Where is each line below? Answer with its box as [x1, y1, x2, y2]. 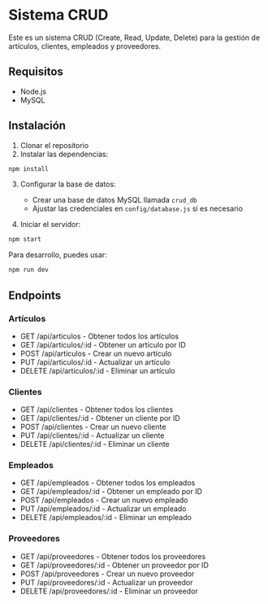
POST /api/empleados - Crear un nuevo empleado [19, 495, 188, 506]
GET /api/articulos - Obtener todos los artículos [19, 331, 179, 341]
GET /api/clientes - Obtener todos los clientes [19, 405, 174, 414]
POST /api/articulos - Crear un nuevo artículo [19, 348, 172, 358]
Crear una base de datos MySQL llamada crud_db [32, 195, 197, 205]
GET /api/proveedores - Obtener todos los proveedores [19, 551, 206, 561]
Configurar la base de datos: [19, 179, 116, 189]
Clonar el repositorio [19, 140, 89, 150]
